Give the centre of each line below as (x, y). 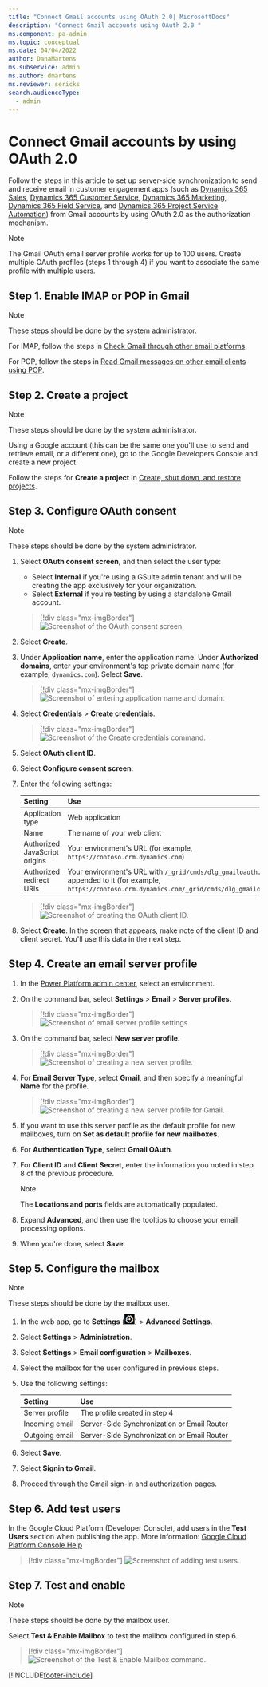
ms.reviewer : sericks (44, 84)
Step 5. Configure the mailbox (84, 1268)
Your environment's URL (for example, (130, 848)
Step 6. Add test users (65, 1509)
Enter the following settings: (66, 784)
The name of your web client (114, 832)
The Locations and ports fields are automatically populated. (118, 1204)
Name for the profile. (54, 1086)
